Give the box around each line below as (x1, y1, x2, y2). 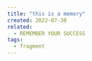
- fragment (13, 43, 45, 50)
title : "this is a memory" (7, 10, 86, 18)
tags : (7, 36, 23, 43)
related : (7, 23, 33, 30)
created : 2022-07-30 (7, 17, 68, 24)
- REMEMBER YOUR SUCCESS (13, 29, 86, 37)
